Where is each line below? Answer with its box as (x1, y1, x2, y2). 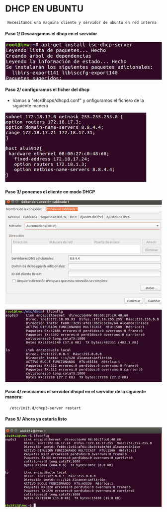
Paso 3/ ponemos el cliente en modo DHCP (5, 189, 95, 195)
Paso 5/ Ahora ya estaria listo (5, 416, 67, 422)
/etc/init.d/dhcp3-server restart (9, 406, 81, 411)
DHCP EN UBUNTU (5, 3, 83, 14)
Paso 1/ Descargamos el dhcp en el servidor (5, 30, 97, 36)
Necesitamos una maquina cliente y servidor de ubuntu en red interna (7, 20, 157, 25)
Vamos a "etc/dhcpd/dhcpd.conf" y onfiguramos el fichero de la (12, 97, 144, 103)
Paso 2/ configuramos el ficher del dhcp (5, 86, 90, 92)
